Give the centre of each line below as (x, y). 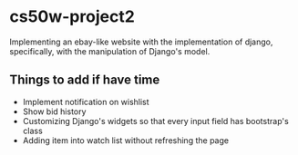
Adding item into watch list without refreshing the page (126, 140)
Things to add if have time (85, 80)
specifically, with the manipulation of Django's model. (110, 51)
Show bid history (54, 111)
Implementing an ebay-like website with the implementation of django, (141, 42)
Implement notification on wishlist (86, 102)
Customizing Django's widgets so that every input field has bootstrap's (155, 121)
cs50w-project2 (72, 17)
